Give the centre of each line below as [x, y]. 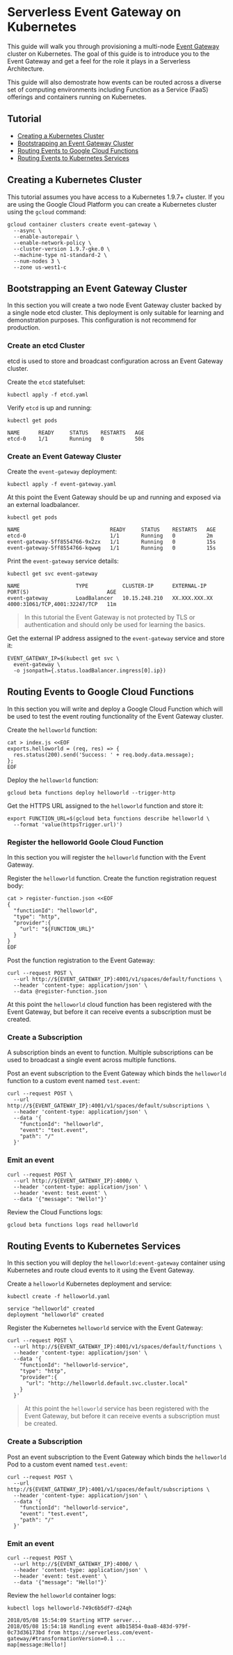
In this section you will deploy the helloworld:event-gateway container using [116, 1263]
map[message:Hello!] [37, 1645]
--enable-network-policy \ [53, 243]
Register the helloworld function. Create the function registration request [112, 878]
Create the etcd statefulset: [46, 382]
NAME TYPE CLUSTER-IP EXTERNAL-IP [107, 586]
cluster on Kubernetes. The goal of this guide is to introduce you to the [109, 54]
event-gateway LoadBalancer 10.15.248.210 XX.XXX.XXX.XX [110, 598]
